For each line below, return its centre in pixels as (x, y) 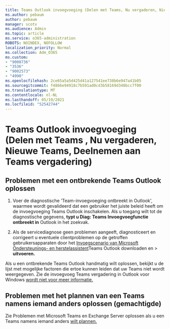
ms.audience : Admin (26, 29)
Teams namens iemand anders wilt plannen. (51, 321)
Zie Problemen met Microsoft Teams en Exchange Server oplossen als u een (85, 316)
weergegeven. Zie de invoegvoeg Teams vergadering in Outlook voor (77, 274)
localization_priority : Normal (38, 48)
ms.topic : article (25, 34)
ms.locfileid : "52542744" (32, 105)
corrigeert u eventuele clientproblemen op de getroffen (70, 238)
